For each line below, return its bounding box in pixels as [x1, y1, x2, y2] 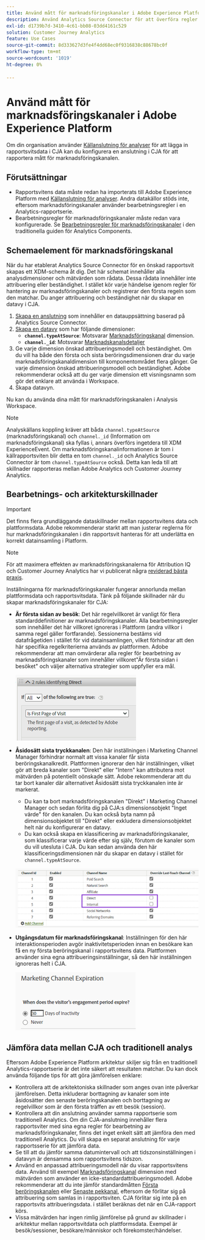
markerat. [15, 786, 40, 793]
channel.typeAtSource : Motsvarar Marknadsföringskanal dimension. [24, 332, 195, 339]
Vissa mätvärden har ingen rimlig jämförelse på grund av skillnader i [15, 1213, 186, 1221]
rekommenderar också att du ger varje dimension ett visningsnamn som [15, 371, 196, 378]
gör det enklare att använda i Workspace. [15, 377, 120, 385]
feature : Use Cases [6, 36, 56, 42]
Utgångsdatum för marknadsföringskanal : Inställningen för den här [15, 934, 187, 941]
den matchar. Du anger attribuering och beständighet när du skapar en [6, 294, 184, 301]
